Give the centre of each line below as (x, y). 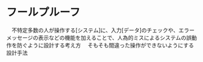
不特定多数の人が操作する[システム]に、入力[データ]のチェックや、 (95, 30)
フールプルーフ (43, 12)
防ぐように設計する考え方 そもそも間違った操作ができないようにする (105, 45)
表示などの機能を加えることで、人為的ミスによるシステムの (112, 37)
